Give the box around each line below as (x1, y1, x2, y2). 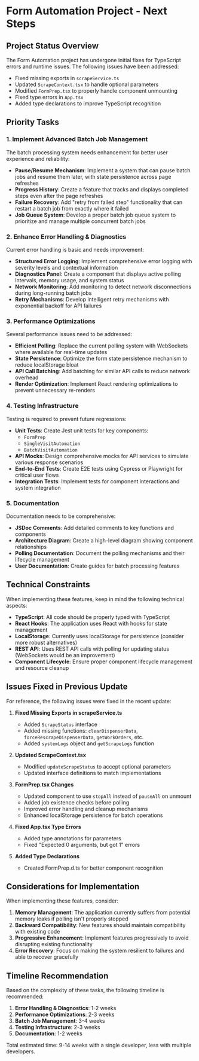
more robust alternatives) (14, 639, 78, 646)
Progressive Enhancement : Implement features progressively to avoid (14, 934, 189, 941)
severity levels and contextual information (14, 264, 118, 271)
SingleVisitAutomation (23, 441, 81, 447)
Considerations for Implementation (6, 881, 140, 892)
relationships (14, 543, 47, 550)
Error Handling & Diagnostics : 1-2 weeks (14, 1005, 117, 1012)
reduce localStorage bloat (14, 361, 79, 368)
